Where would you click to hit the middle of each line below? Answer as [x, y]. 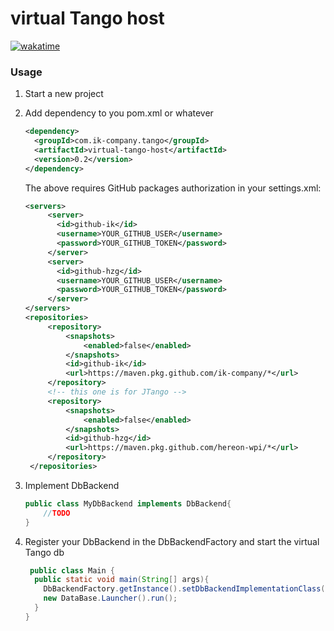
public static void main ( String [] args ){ [122, 580]
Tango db [44, 552]
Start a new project [64, 94]
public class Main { [72, 570]
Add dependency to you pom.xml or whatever [119, 113]
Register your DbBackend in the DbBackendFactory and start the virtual [172, 541]
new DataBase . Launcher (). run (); [110, 598]
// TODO [57, 513]
